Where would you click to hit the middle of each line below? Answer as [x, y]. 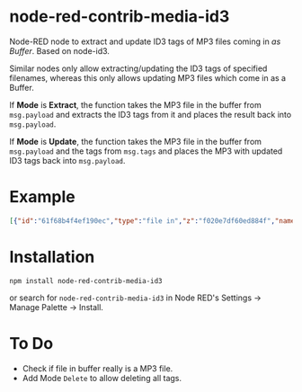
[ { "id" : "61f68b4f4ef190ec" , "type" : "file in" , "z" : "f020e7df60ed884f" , [142, 221]
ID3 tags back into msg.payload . [67, 160]
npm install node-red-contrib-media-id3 [86, 281]
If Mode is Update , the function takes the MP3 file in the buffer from [136, 141]
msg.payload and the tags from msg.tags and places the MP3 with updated [146, 151]
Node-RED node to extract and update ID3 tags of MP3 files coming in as [145, 41]
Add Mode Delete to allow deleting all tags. [102, 378]
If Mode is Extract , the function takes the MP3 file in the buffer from [136, 104]
